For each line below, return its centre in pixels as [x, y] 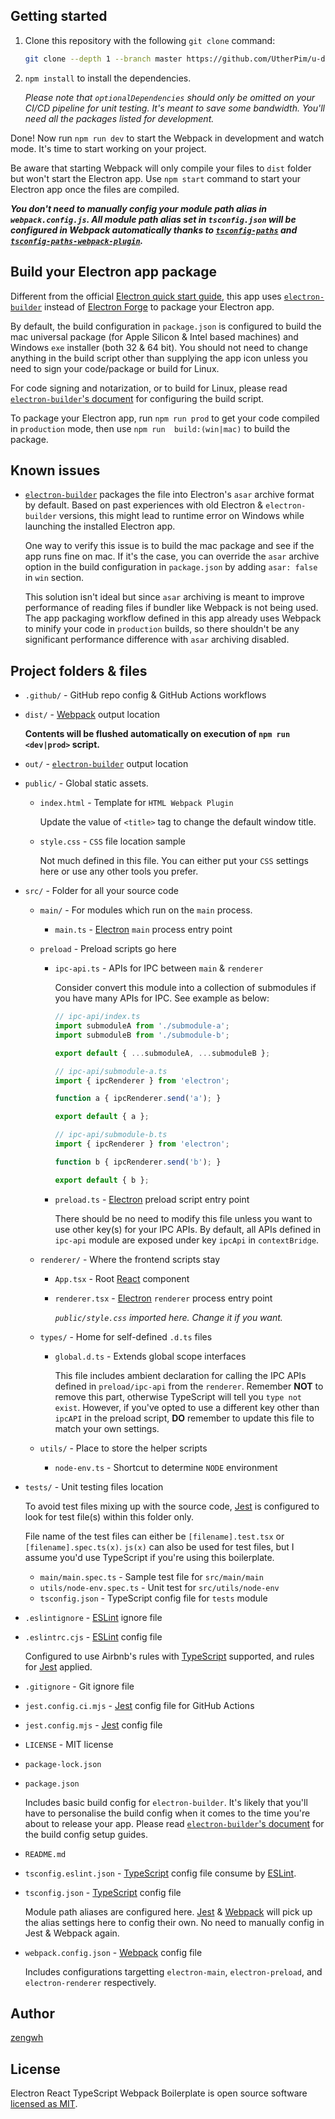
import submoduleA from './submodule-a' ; [142, 1026]
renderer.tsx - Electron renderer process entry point [163, 1298]
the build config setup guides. [86, 1834]
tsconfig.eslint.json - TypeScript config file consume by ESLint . [160, 1873]
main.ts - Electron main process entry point [143, 930]
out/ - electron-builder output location [106, 764]
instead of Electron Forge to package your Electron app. [159, 306]
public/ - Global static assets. [86, 783]
